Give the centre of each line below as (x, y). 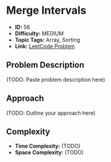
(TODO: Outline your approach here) (51, 113)
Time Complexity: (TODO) (47, 146)
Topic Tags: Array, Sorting (47, 40)
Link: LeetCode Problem (45, 46)
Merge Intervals (46, 10)
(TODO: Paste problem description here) (56, 79)
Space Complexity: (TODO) (49, 152)
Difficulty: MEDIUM (39, 33)
